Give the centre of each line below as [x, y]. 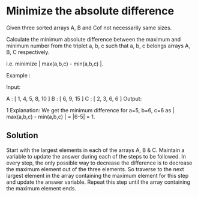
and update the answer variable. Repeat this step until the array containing [98, 182]
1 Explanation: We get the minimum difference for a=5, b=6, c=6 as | [90, 110]
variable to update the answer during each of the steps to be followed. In [96, 156]
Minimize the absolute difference [90, 11]
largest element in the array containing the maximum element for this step [97, 175]
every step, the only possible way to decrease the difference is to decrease [99, 163]
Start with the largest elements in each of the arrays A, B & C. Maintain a [95, 150]
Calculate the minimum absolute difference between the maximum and [94, 39]
